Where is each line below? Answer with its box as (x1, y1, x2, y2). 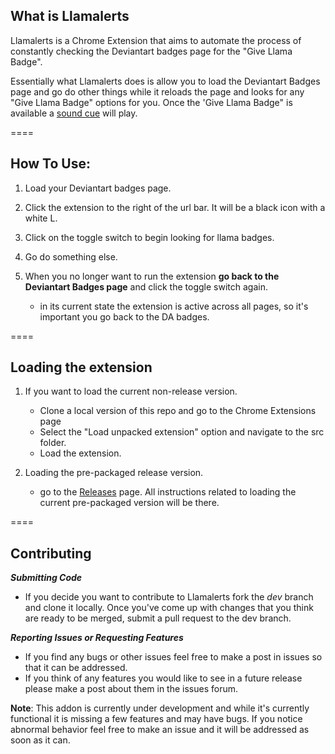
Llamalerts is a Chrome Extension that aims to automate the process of (10, 34, 302, 46)
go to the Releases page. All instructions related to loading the (39, 486, 297, 498)
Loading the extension (10, 359, 153, 376)
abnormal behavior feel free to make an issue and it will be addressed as (10, 724, 310, 736)
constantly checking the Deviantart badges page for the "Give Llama (10, 45, 293, 57)
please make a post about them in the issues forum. (24, 683, 239, 695)
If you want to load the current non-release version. (24, 385, 238, 398)
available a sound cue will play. (10, 107, 138, 119)
